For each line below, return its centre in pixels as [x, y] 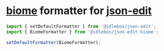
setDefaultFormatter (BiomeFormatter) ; [53, 42]
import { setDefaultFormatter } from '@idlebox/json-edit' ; [81, 26]
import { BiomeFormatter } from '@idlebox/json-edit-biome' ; [83, 32]
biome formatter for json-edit [79, 11]
